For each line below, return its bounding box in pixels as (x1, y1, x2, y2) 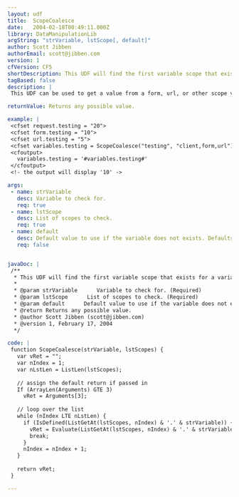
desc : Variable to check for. (16, 195, 107, 202)
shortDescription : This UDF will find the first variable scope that (7, 70, 218, 77)
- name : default (10, 228, 59, 235)
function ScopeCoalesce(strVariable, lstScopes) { (10, 347, 164, 354)
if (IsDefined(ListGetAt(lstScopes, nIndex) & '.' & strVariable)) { (23, 419, 234, 426)
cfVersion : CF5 (7, 63, 53, 71)
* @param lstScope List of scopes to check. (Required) (14, 294, 199, 301)
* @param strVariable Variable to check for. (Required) (14, 287, 202, 294)
